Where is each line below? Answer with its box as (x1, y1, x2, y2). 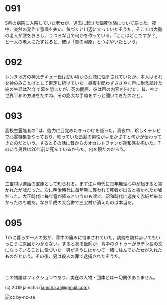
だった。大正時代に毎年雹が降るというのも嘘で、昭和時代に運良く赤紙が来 (5, 193, 158, 199)
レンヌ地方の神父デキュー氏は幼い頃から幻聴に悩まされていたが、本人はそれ (5, 73, 163, 80)
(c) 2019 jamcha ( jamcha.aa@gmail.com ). (5, 284, 91, 290)
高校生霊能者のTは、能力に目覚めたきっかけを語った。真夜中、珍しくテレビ (5, 127, 161, 133)
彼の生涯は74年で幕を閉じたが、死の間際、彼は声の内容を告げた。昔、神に (5, 86, 159, 92)
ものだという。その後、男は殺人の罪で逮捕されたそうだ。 (5, 253, 123, 259)
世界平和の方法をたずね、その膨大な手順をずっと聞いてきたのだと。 (5, 92, 145, 98)
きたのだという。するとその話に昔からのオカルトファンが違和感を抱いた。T (5, 140, 161, 146)
